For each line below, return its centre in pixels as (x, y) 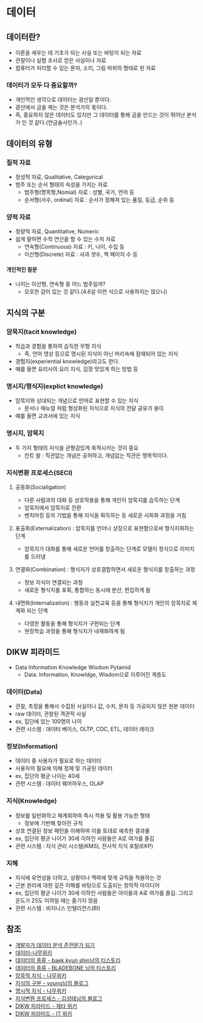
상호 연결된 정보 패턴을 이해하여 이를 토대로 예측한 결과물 (82, 830)
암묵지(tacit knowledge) (42, 332)
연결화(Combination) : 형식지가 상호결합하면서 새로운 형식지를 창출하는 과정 (105, 569)
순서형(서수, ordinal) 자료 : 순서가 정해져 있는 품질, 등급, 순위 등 (99, 199)
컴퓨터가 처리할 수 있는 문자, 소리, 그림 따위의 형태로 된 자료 (85, 68)
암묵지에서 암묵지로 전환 (53, 508)
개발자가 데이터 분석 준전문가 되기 (55, 945)
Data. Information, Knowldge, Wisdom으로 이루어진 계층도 (95, 674)
